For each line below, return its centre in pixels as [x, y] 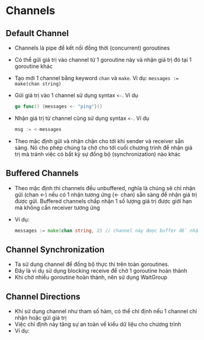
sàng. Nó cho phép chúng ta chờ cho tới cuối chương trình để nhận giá [104, 147]
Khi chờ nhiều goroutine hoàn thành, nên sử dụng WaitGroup [91, 277]
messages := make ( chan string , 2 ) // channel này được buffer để [101, 231]
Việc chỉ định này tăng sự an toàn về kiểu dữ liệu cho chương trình [98, 324]
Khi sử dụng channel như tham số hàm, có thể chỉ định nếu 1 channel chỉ [106, 311]
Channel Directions [43, 296]
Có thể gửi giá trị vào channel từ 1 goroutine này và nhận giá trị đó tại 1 [103, 60]
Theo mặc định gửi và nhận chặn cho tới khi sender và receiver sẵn [99, 141]
